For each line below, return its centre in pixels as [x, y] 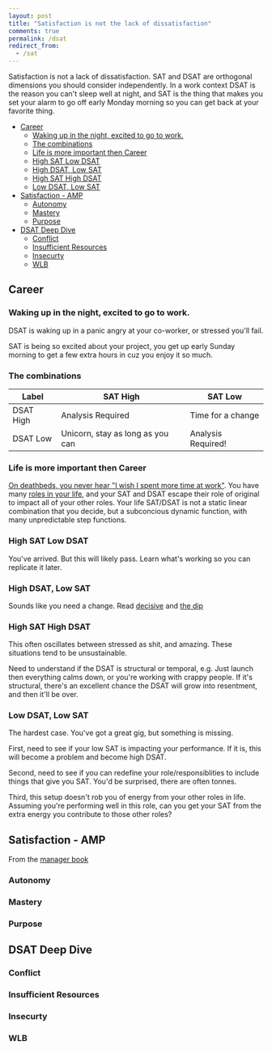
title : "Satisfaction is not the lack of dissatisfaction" [110, 23]
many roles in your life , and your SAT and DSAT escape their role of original [134, 494]
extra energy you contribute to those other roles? [90, 814]
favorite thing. [32, 111]
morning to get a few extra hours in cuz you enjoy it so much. [110, 355]
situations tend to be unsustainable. [68, 653]
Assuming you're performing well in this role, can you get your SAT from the [135, 806]
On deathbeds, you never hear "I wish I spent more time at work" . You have [134, 486]
